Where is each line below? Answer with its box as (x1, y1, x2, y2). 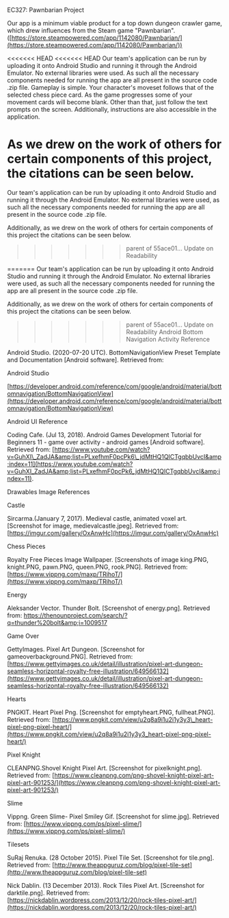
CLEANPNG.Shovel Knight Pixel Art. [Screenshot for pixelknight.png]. (7, 764, 202, 772)
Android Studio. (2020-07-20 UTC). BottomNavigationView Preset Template (7, 348, 221, 356)
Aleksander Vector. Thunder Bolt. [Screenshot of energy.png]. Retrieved (7, 604, 211, 612)
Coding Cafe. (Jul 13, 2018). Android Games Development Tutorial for (7, 430, 202, 438)
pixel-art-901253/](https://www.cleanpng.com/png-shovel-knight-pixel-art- (7, 778, 221, 786)
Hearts (7, 694, 26, 703)
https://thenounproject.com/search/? (23, 611, 128, 620)
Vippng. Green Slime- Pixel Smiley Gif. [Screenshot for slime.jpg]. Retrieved (7, 812, 220, 821)
